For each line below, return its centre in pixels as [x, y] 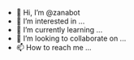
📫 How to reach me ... [54, 47]
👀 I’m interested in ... [50, 21]
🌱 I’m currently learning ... [59, 30]
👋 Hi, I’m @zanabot [48, 13]
